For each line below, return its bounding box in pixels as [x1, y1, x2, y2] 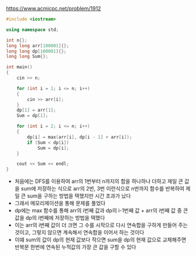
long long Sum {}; [6, 54, 49, 60]
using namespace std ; [6, 26, 59, 33]
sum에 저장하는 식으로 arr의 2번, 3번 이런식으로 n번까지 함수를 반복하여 [20, 185, 184, 192]
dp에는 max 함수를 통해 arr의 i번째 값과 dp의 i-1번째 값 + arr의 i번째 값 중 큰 [14, 207, 188, 214]
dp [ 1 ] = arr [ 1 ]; [16, 108, 57, 113]
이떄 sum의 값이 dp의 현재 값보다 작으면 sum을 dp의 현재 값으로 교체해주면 [14, 236, 187, 243]
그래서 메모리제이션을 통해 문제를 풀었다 [14, 200, 106, 207]
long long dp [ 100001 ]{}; [6, 48, 67, 54]
